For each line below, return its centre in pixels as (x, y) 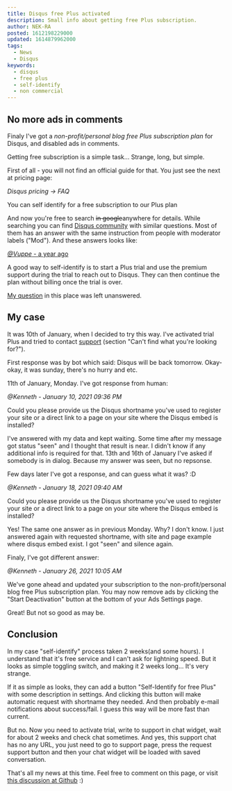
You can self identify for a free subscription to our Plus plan (92, 204)
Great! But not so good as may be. (56, 612)
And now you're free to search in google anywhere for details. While (104, 218)
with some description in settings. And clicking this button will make (104, 694)
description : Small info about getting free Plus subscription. (102, 20)
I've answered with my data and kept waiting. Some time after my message (115, 438)
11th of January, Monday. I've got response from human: (88, 383)
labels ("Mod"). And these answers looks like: (72, 240)
